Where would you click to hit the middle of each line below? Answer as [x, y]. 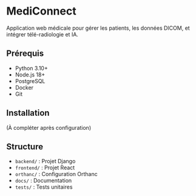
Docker [24, 87]
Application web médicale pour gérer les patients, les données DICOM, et [98, 28]
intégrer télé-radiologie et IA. [42, 34]
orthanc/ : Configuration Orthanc [56, 174]
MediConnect [42, 11]
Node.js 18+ [30, 75]
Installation [28, 113]
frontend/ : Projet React [45, 167]
